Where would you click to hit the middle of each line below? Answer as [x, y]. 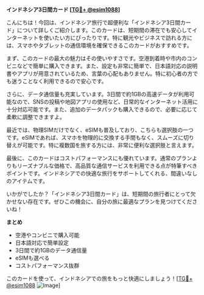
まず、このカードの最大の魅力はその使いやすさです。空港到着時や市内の [97, 58]
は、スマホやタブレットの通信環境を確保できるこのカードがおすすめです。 [99, 45]
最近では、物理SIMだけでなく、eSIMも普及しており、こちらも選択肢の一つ [100, 130]
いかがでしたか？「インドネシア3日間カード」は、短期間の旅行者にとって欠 [101, 194]
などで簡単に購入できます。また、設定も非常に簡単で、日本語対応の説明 [107, 66]
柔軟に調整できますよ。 [36, 117]
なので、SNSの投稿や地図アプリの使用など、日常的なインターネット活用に [105, 102]
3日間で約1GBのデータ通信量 [51, 250]
